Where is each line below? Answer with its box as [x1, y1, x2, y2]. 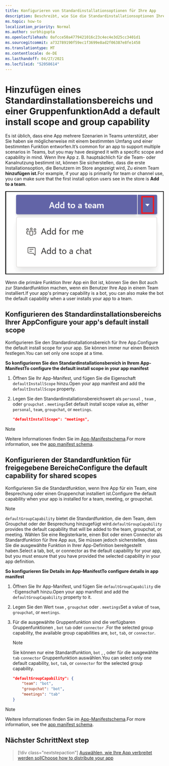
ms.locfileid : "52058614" [5, 61, 59, 67]
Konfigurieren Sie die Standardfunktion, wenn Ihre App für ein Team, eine [5, 485, 157, 491]
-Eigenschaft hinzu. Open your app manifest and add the [12, 589, 129, 595]
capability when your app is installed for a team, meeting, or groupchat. [5, 495, 153, 502]
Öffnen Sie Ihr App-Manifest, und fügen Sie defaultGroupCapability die [12, 583, 161, 589]
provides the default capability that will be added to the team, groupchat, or [5, 526, 162, 532]
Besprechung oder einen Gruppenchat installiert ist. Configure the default [5, 490, 156, 497]
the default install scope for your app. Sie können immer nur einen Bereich [5, 344, 159, 351]
